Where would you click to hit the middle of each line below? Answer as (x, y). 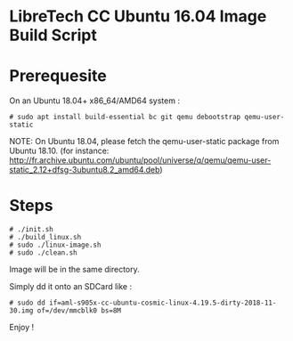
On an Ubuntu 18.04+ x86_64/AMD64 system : (95, 101)
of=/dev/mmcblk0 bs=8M (79, 311)
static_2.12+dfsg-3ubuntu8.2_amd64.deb (85, 170)
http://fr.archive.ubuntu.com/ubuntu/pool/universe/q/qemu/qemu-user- (140, 160)
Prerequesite (58, 76)
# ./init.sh (31, 230)
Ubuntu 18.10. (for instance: (59, 151)
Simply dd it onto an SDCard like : (70, 287)
